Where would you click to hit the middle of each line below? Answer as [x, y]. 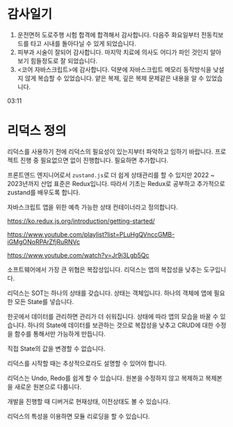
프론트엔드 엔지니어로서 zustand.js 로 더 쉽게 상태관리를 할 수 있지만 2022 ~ [111, 175]
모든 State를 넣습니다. [44, 301]
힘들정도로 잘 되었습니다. [64, 60]
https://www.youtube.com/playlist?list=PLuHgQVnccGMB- [91, 234]
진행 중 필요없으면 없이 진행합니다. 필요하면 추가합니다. [94, 160]
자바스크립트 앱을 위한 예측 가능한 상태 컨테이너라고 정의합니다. [93, 207]
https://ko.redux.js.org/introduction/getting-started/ [81, 221]
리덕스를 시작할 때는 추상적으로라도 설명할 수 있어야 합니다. [87, 363]
